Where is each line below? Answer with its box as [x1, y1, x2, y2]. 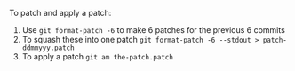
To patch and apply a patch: [9, 8, 112, 18]
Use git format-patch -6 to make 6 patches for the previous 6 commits [21, 25, 286, 35]
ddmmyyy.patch [21, 43, 75, 52]
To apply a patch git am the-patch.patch [21, 51, 173, 61]
